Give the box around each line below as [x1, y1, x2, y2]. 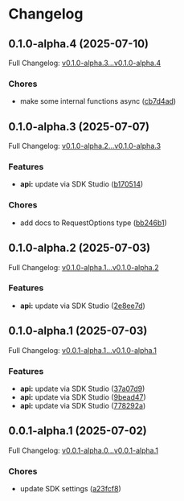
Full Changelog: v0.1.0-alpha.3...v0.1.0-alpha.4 [8, 58, 162, 68]
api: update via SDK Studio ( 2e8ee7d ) [19, 301, 146, 310]
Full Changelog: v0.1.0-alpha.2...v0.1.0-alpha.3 [8, 142, 162, 151]
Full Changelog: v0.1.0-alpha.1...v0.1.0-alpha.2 [8, 262, 159, 272]
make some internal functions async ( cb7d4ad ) [19, 97, 177, 106]
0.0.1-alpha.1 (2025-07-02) [8, 424, 147, 438]
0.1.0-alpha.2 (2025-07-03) [8, 241, 151, 255]
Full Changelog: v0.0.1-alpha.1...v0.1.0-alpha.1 [8, 345, 157, 355]
